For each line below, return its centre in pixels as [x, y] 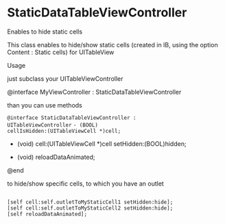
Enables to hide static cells [45, 32]
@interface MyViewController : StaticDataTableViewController [94, 92]
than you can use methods [45, 105]
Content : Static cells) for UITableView [61, 52]
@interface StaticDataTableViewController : [72, 118]
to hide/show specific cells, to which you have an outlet [86, 184]
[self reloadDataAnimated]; [47, 214]
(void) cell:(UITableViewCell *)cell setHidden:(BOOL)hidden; [102, 144]
